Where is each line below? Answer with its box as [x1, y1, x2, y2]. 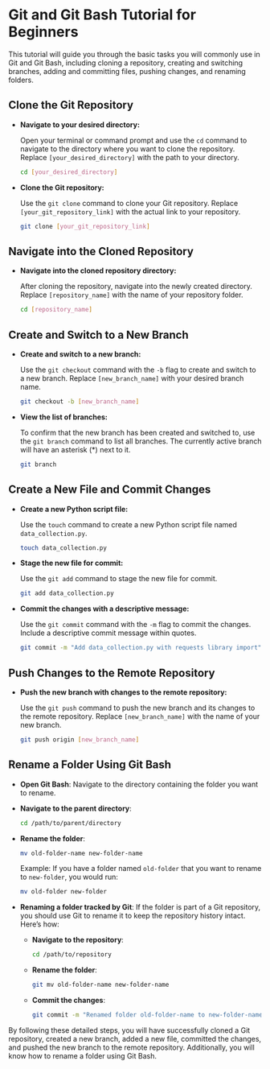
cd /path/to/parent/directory [19, 819, 122, 827]
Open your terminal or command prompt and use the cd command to [19, 135, 247, 145]
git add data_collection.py [19, 589, 114, 597]
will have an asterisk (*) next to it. [19, 444, 131, 454]
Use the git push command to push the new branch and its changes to [19, 703, 256, 712]
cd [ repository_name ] [19, 306, 93, 314]
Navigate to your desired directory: [19, 119, 141, 130]
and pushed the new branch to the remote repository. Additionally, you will [8, 1042, 255, 1052]
